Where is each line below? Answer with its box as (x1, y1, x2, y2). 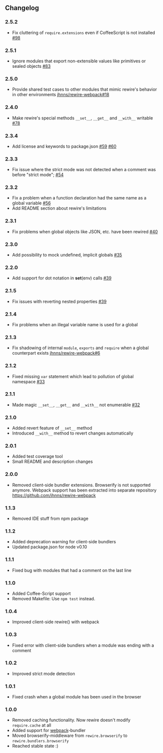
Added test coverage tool (12, 454, 63, 459)
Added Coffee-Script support (12, 590, 71, 596)
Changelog (5, 4, 39, 12)
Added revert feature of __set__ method (12, 425, 92, 431)
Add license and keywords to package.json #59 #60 (12, 143, 116, 149)
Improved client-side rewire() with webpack (12, 619, 99, 625)
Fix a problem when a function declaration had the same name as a (12, 195, 147, 201)
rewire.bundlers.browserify (12, 739, 69, 744)
